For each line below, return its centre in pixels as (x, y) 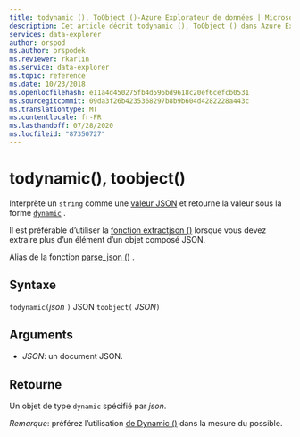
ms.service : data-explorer (59, 68)
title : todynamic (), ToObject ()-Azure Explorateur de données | (135, 17)
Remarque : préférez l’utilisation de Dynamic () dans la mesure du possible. (146, 424)
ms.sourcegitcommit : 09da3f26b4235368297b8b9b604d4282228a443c (129, 101)
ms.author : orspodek (48, 51)
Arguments (42, 335)
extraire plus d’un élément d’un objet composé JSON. (108, 239)
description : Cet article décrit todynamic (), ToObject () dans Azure (145, 26)
